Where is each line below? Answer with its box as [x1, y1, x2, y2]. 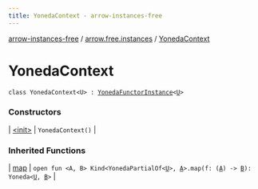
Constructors [8, 107, 62, 118]
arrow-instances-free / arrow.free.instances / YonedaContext [8, 34, 210, 43]
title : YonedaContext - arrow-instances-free [8, 11, 162, 20]
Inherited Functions [8, 145, 86, 156]
